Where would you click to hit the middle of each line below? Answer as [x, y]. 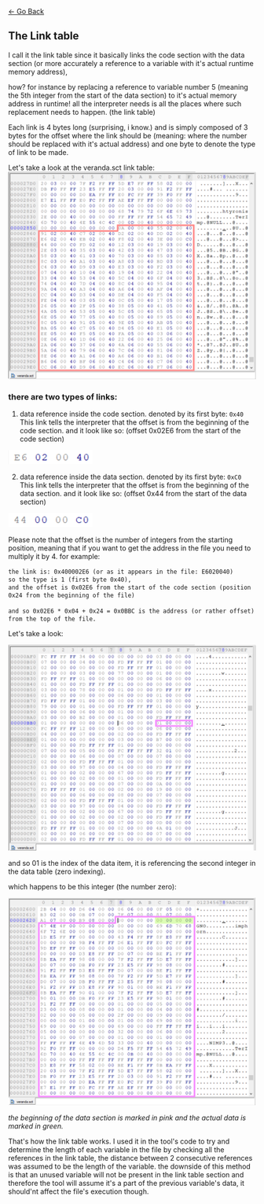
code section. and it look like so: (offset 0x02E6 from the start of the [130, 431]
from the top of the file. [52, 619]
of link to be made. [38, 152]
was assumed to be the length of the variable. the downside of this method [130, 1166]
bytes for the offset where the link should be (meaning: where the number [128, 135]
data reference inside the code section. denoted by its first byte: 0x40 [131, 414]
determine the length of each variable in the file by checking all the [116, 1149]
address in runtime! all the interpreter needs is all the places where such [125, 103]
